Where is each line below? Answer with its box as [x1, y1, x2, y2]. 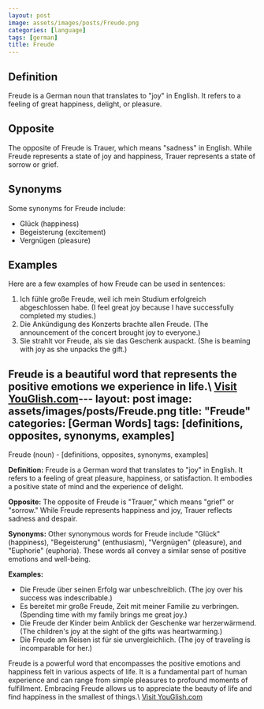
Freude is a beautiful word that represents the [8, 367, 238, 380]
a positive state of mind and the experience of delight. [8, 482, 184, 492]
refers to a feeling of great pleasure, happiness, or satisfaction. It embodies [8, 473, 253, 483]
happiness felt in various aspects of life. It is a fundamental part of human [8, 667, 247, 677]
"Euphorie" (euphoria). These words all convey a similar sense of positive [8, 546, 247, 555]
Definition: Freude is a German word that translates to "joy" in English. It [8, 466, 244, 475]
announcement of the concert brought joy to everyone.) [19, 328, 201, 337]
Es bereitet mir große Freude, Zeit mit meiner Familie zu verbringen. [19, 602, 240, 611]
